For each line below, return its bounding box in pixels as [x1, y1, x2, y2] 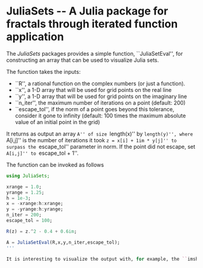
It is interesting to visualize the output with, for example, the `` [6, 256, 188, 262]
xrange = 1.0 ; [6, 183, 42, 190]
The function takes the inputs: [6, 68, 81, 75]
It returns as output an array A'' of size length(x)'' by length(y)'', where [6, 130, 193, 137]
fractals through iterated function [6, 17, 178, 31]
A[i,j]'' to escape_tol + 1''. [6, 149, 79, 157]
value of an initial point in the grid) [14, 118, 100, 125]
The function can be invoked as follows [6, 161, 105, 168]
